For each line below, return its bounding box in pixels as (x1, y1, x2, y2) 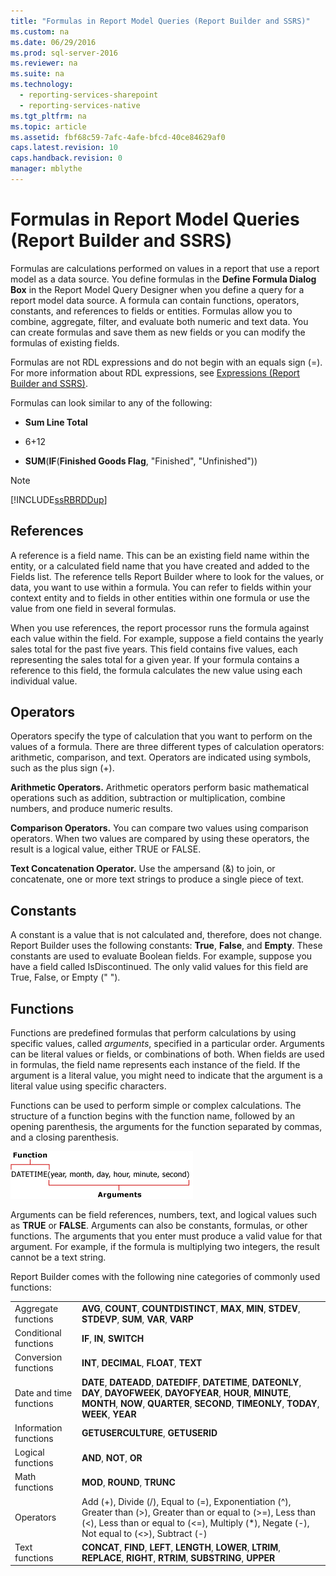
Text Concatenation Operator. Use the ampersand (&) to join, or (10, 863, 276, 875)
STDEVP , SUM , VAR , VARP (81, 1313, 194, 1325)
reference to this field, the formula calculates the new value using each (10, 664, 303, 676)
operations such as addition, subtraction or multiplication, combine (10, 792, 286, 804)
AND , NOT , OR (81, 1451, 143, 1464)
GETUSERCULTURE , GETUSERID (81, 1427, 218, 1439)
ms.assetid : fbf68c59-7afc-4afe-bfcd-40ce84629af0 (10, 132, 226, 142)
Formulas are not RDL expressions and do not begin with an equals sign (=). (10, 356, 323, 368)
